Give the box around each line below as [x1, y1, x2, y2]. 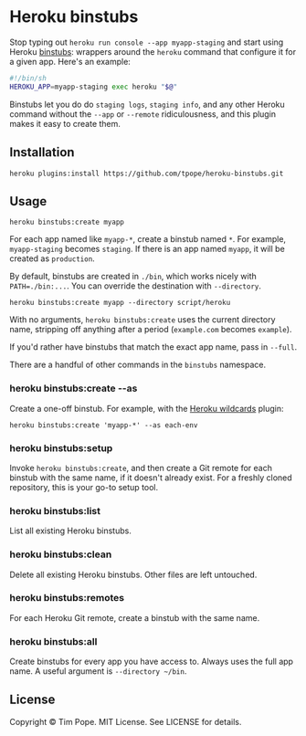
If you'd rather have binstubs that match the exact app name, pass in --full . [9, 342, 298, 352]
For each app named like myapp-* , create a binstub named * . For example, [9, 234, 286, 245]
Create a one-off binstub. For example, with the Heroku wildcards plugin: [9, 403, 285, 414]
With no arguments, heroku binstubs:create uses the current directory [9, 314, 276, 325]
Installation [9, 144, 75, 161]
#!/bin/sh [9, 73, 47, 83]
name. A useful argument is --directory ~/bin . [9, 666, 187, 677]
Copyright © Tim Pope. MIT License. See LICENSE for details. [9, 716, 242, 727]
